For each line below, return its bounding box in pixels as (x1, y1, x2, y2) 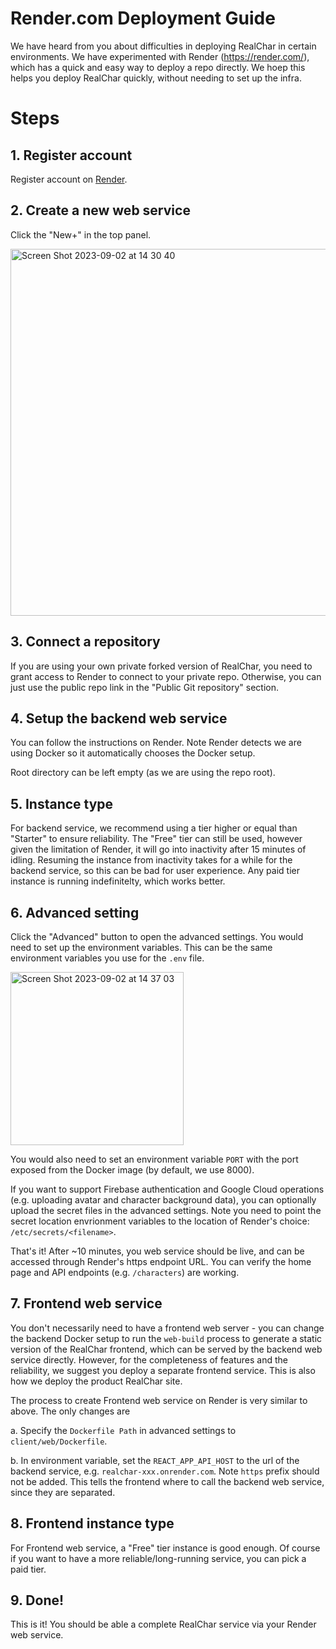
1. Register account (10, 147, 133, 164)
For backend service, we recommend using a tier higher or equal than (10, 822, 298, 834)
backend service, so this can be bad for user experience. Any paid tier (10, 865, 300, 877)
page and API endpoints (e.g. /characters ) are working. (10, 1267, 240, 1278)
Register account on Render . (10, 173, 128, 185)
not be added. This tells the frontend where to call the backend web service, (10, 1475, 325, 1487)
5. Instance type (10, 795, 114, 812)
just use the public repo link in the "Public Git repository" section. (10, 681, 279, 693)
